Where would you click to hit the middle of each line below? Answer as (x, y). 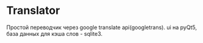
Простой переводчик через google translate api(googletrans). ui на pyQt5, (102, 27)
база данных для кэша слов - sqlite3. (54, 33)
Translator (33, 11)
